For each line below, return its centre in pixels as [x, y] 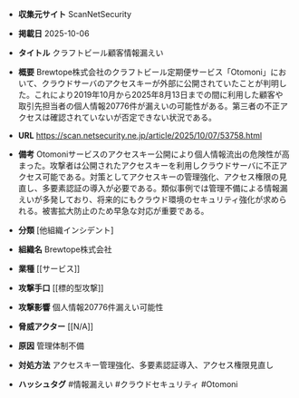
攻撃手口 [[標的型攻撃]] [61, 288]
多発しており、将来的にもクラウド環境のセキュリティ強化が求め [160, 199]
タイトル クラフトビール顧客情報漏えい [91, 53]
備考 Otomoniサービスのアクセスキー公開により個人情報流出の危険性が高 [154, 154]
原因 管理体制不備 [51, 345]
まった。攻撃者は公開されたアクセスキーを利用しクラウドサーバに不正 [149, 165]
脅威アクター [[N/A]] [55, 326]
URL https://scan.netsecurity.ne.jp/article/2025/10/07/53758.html [140, 136]
